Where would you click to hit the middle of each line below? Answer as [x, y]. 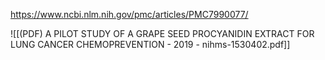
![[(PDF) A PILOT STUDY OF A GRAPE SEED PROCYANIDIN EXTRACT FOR [162, 33]
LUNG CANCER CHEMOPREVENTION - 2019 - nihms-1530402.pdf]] [150, 44]
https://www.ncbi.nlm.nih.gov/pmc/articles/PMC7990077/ [129, 14]
